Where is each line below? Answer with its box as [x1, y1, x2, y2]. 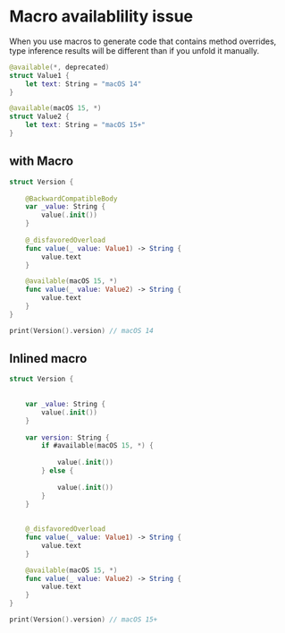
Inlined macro [9, 351, 88, 366]
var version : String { [25, 432, 110, 442]
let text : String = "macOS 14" [25, 79, 142, 89]
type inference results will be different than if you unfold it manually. [9, 45, 260, 56]
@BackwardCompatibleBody [25, 194, 118, 203]
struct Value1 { [9, 71, 70, 80]
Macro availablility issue [9, 6, 194, 27]
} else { [41, 466, 74, 475]
